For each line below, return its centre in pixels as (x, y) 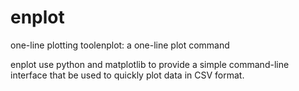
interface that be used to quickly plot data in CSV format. (127, 75)
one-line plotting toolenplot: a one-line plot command (120, 45)
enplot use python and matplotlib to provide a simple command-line (150, 64)
